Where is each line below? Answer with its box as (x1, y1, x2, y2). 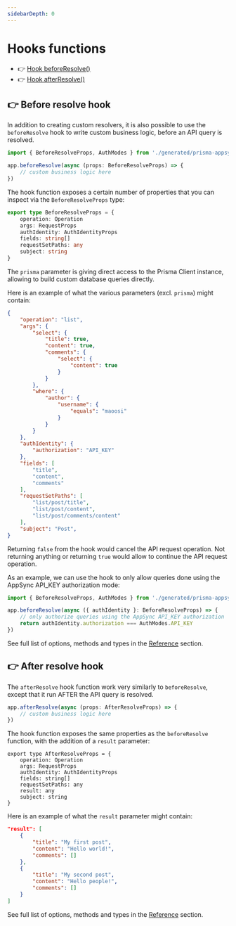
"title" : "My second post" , (32, 871, 114, 879)
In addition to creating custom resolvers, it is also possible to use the (7, 121, 206, 129)
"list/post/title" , (32, 499, 90, 506)
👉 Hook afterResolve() (17, 75, 86, 83)
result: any (20, 787, 55, 795)
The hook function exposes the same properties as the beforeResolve (7, 729, 209, 738)
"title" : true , (44, 335, 90, 343)
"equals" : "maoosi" (70, 408, 128, 415)
